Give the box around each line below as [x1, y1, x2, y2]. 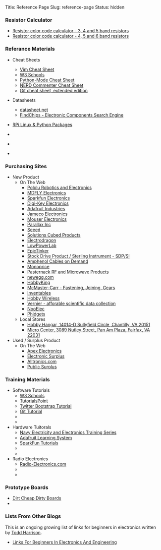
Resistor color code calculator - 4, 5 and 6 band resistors [12, 33, 129, 39]
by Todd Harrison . [5, 529, 42, 535]
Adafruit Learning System [19, 435, 72, 441]
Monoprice [27, 263, 50, 269]
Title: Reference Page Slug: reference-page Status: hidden [5, 4, 125, 10]
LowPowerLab [27, 243, 57, 248]
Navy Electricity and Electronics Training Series [19, 429, 117, 435]
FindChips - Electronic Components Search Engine [19, 112, 124, 118]
